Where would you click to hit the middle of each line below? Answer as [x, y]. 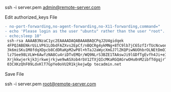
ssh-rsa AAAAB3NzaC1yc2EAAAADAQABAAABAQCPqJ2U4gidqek [65, 41]
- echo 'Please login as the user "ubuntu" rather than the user [76, 31]
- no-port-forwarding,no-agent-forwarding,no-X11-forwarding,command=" [82, 26]
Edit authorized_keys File [31, 17]
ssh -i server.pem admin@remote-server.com [53, 7]
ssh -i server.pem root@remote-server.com [51, 84]
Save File [14, 74]
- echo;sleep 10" [23, 36]
